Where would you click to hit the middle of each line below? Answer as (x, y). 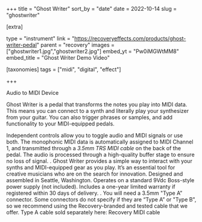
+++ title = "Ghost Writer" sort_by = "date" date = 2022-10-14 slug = (92, 9)
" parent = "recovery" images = (76, 45)
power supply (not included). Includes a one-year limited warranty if (91, 187)
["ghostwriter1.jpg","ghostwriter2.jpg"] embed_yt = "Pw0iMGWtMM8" (93, 51)
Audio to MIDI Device (33, 93)
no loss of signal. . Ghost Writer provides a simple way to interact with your (99, 161)
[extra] (14, 27)
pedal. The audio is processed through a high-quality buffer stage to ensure (100, 154)
